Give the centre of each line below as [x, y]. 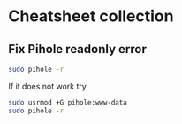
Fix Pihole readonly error [77, 49]
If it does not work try [48, 86]
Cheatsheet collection [91, 16]
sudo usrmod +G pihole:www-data [68, 102]
